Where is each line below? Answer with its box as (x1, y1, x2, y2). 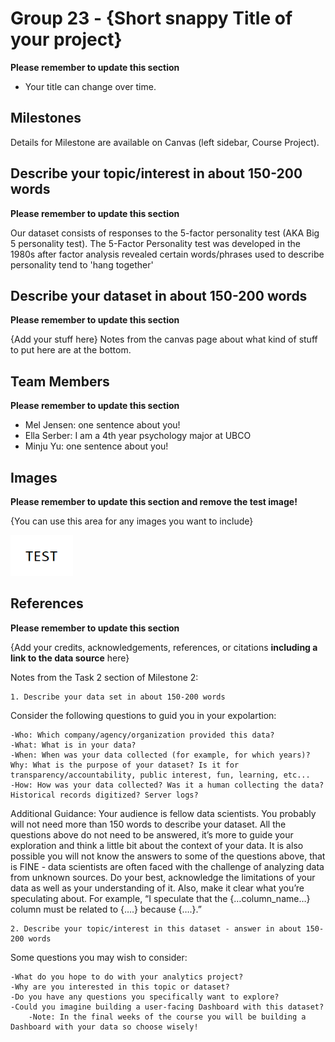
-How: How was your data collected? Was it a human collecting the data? (10, 780, 325, 790)
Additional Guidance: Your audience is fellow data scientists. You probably (10, 807, 317, 819)
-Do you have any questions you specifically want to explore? (10, 992, 280, 1002)
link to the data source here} (10, 652, 130, 664)
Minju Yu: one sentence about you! (24, 440, 169, 452)
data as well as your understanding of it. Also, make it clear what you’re (10, 882, 305, 894)
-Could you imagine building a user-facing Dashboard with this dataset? (10, 1002, 325, 1012)
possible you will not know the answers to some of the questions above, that (10, 850, 326, 862)
